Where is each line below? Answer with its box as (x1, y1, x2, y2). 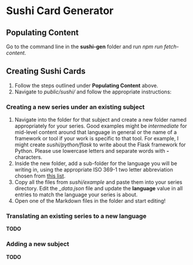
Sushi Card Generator (6, 4, 114, 18)
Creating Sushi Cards (6, 66, 86, 76)
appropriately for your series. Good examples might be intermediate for (14, 122, 188, 130)
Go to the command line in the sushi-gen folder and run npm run (6, 43, 163, 50)
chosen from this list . (14, 172, 66, 180)
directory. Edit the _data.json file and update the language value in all (14, 185, 183, 192)
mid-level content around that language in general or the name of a (14, 129, 177, 136)
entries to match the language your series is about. (14, 191, 138, 198)
